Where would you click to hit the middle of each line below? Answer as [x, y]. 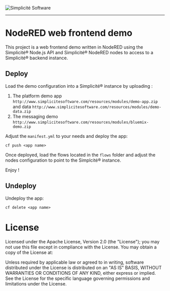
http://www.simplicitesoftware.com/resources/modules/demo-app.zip [85, 101]
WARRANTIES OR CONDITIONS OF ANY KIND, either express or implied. [80, 273]
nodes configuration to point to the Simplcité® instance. [63, 160]
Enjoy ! [12, 170]
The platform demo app [37, 96]
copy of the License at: [29, 252]
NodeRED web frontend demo [69, 33]
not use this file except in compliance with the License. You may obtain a [81, 247]
